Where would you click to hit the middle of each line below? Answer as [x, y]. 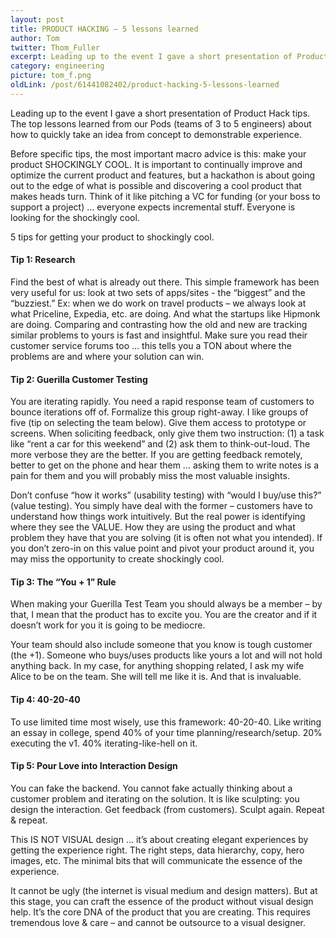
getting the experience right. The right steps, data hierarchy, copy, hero [157, 850]
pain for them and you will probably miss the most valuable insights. [150, 476]
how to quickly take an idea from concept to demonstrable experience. [156, 134]
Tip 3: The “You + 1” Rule [63, 582]
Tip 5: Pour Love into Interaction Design [94, 766]
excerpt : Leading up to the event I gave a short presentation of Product [169, 57]
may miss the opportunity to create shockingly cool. [117, 559]
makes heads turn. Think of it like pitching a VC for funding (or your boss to [165, 196]
